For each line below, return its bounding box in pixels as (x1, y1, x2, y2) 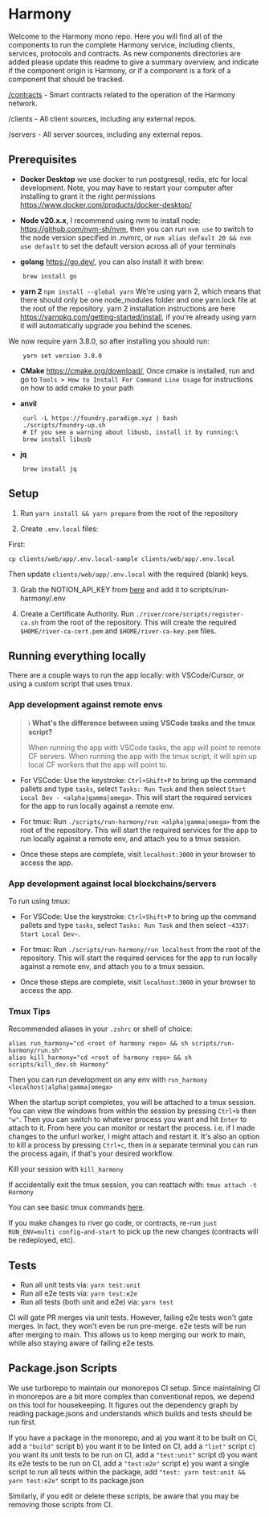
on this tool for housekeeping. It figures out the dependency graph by (8, 1400, 238, 1409)
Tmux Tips (8, 1005, 51, 1016)
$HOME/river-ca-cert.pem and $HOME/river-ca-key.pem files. (19, 625, 217, 636)
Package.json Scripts (8, 1362, 118, 1375)
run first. (8, 1417, 37, 1427)
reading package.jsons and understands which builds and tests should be (8, 1408, 253, 1418)
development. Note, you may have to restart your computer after (19, 183, 234, 192)
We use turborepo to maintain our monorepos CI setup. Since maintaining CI (8, 1383, 261, 1392)
